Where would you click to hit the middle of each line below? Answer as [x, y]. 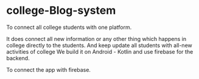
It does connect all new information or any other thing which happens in [96, 39]
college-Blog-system [61, 11]
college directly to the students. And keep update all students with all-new [100, 45]
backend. [18, 58]
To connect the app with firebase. [49, 69]
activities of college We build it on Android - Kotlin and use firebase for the [100, 51]
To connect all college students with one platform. [69, 27]
